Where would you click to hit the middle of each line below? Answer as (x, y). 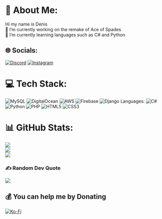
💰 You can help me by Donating (56, 197)
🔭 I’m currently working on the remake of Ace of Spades (63, 29)
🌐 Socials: (22, 50)
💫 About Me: (32, 10)
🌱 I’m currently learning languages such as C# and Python (65, 35)
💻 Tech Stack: (36, 83)
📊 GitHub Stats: (39, 128)
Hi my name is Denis (26, 24)
